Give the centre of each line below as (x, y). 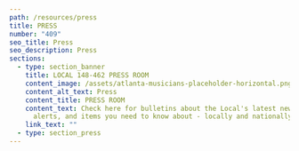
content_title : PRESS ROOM (75, 100)
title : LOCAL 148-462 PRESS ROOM (87, 75)
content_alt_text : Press (71, 91)
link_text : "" (51, 125)
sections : (28, 59)
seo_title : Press (41, 42)
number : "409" (36, 34)
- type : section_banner (61, 68)
